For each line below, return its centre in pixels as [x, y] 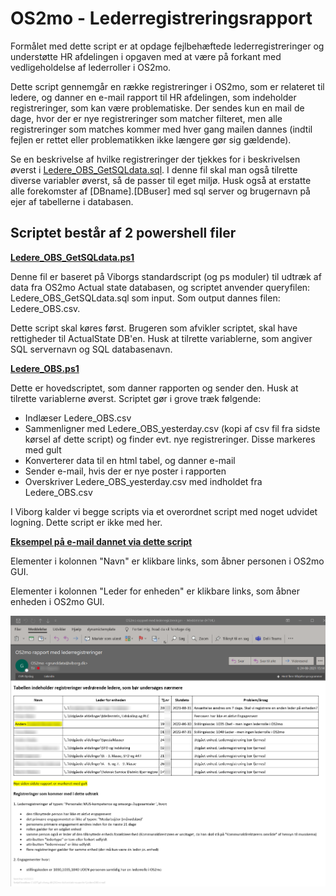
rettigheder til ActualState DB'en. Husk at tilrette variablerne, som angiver [161, 338]
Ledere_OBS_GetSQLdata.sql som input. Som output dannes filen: [145, 298]
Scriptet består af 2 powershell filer [123, 233]
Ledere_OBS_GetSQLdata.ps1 [72, 257]
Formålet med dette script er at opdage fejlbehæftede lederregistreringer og [167, 46]
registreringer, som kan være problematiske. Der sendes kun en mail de [157, 108]
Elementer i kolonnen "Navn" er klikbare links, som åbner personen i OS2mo [167, 561]
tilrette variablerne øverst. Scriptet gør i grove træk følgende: [136, 398]
